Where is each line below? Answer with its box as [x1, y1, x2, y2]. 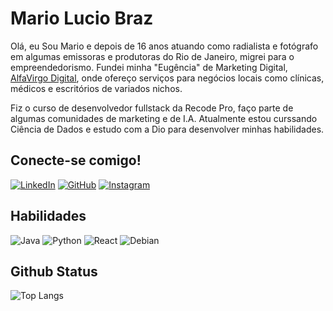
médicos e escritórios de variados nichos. [10, 82, 183, 94]
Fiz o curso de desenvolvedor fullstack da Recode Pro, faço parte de [10, 102, 294, 114]
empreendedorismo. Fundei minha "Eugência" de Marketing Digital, [10, 61, 288, 73]
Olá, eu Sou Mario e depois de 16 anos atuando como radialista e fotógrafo [10, 40, 319, 52]
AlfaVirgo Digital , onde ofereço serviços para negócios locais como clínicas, [10, 72, 325, 84]
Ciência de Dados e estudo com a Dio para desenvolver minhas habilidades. [10, 123, 325, 135]
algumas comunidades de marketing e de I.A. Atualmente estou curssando [10, 112, 318, 124]
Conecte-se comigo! [10, 152, 142, 169]
